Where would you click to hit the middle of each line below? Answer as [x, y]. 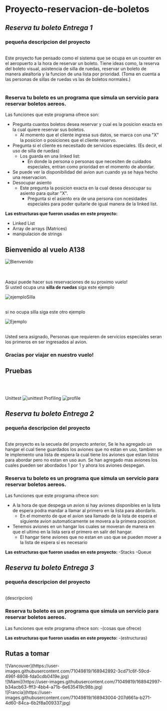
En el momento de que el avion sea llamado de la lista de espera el [88, 516]
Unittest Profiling [33, 398]
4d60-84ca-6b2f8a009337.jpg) [38, 703]
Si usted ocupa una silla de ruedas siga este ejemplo [60, 287]
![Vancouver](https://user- [32, 666]
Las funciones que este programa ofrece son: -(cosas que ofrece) [73, 628]
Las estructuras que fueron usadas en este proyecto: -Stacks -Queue [78, 552]
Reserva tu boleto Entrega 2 [49, 414]
